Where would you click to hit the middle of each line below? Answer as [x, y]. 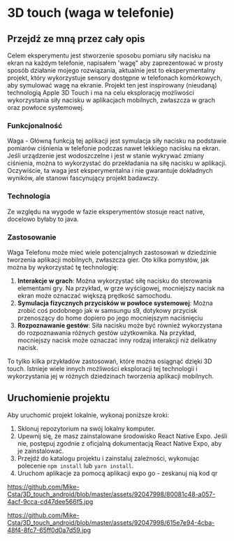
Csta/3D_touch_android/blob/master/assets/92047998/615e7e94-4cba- [111, 522]
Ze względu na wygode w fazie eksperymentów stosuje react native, [106, 211]
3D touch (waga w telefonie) [91, 13]
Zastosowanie [32, 237]
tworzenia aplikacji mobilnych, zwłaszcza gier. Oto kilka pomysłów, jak [108, 260]
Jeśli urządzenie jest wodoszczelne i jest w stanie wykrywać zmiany [106, 156]
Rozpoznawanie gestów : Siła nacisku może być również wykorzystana [119, 325]
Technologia [29, 196]
